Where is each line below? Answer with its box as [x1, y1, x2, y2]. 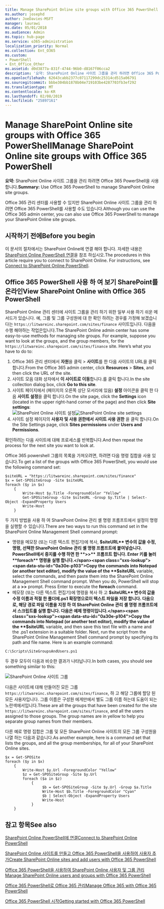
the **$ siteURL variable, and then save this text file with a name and [12, 623, 152, 630]
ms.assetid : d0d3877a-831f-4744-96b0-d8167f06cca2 [5, 67, 110, 72]
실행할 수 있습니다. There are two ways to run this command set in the [10, 523, 148, 529]
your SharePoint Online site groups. [5, 217, 77, 222]
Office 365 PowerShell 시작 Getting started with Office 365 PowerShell [5, 898, 145, 904]
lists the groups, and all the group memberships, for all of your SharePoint [5, 740, 154, 746]
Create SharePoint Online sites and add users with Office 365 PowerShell [9, 856, 156, 862]
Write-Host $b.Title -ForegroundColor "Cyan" [42, 789, 137, 794]
